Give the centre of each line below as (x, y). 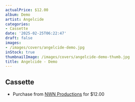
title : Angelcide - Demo (31, 62)
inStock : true (20, 52)
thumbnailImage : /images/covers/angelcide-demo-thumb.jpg (67, 57)
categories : (18, 24)
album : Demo (18, 15)
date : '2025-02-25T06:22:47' (36, 33)
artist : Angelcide (25, 19)
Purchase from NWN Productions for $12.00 (58, 94)
